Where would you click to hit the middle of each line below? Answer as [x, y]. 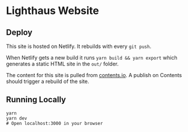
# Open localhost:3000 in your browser [55, 123]
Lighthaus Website [53, 11]
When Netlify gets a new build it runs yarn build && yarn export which [92, 58]
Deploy [19, 32]
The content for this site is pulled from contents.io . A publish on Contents [94, 75]
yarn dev [17, 118]
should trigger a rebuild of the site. [48, 81]
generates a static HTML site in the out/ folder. [62, 64]
